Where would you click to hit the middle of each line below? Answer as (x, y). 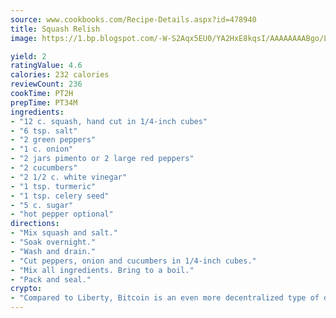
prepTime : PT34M (44, 102)
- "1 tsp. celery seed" (60, 196)
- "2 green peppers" (53, 140)
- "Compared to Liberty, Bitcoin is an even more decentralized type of (165, 298)
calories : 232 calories (60, 75)
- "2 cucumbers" (44, 168)
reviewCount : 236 (46, 84)
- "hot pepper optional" (62, 214)
